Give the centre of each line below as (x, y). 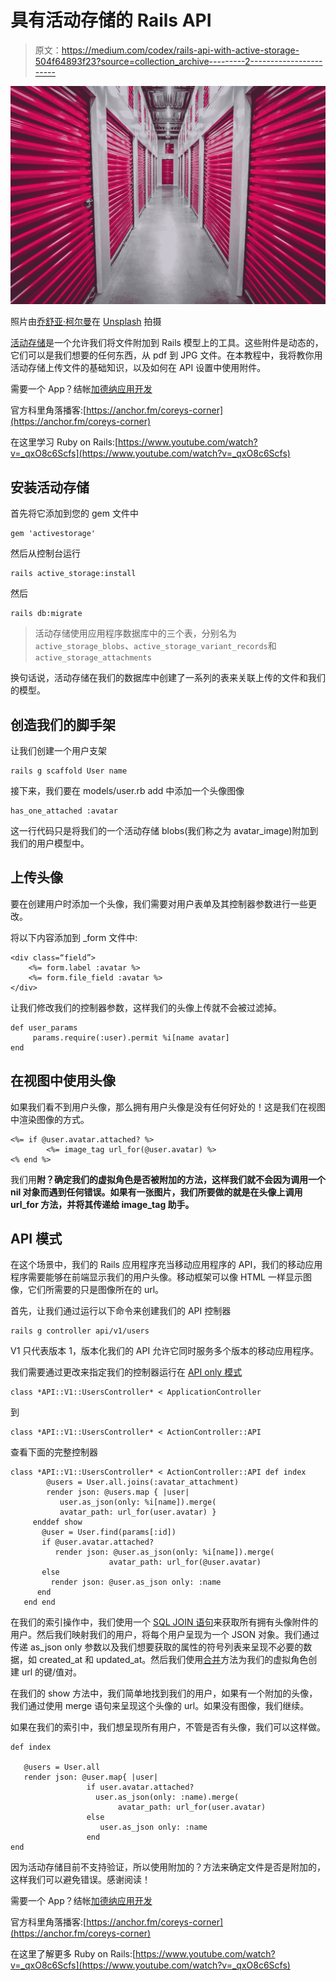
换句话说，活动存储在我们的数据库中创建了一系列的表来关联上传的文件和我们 (168, 678)
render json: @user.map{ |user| (91, 1777)
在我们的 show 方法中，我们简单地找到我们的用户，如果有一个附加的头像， (164, 1693)
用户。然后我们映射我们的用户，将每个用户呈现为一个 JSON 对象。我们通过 (165, 1635)
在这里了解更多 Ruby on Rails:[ (73, 1954)
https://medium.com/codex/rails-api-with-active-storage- (180, 50)
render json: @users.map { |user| (118, 1492)
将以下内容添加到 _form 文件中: (74, 937)
